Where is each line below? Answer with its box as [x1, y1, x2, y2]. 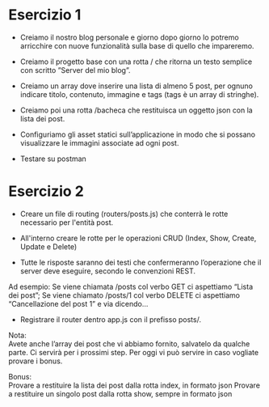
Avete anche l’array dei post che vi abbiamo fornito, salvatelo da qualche [8, 338, 250, 349]
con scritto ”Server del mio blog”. [19, 65, 131, 74]
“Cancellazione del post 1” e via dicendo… [8, 299, 149, 308]
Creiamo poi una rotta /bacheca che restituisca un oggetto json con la [19, 105, 253, 115]
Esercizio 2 [8, 182, 85, 201]
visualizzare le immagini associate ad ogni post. [19, 138, 179, 147]
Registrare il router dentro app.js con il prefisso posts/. [19, 314, 202, 324]
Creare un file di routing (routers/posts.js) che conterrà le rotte [19, 209, 229, 218]
